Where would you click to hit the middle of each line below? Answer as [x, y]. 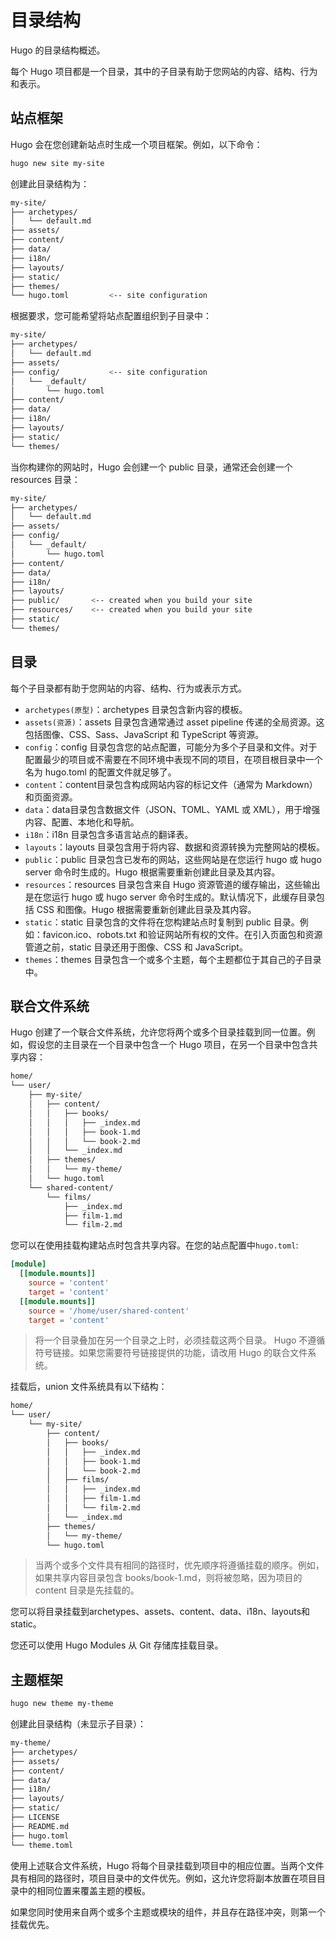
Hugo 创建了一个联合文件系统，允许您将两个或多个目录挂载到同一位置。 [158, 1032]
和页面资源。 [51, 797]
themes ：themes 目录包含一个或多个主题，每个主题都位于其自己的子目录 [173, 959]
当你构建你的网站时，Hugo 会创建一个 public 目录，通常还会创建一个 [151, 467]
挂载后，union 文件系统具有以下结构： [89, 1387]
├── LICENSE [35, 1817]
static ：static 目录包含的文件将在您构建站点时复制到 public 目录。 [162, 922]
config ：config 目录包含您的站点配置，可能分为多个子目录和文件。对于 [171, 747]
